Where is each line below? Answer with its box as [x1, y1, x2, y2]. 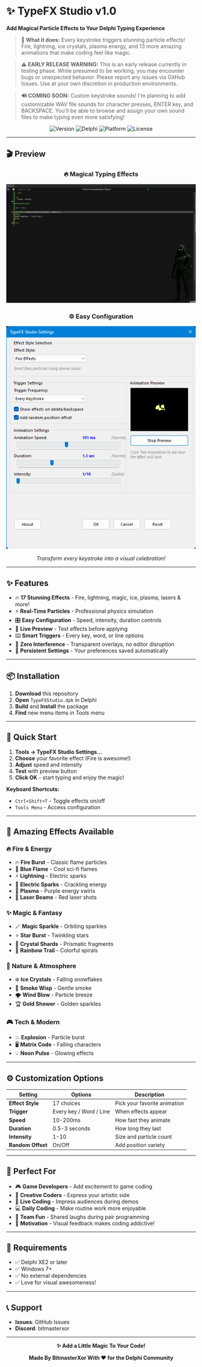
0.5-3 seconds [52, 1125, 91, 1132]
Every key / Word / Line [52, 1108, 110, 1115]
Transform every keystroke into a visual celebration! [36, 555, 166, 562]
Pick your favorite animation [115, 1100, 185, 1107]
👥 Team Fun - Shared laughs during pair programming [14, 1213, 150, 1221]
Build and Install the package [14, 703, 88, 710]
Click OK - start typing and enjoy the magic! [14, 774, 124, 781]
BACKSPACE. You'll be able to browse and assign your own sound [20, 107, 185, 114]
